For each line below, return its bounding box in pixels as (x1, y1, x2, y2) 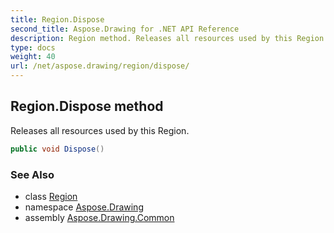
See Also (10, 167, 55, 181)
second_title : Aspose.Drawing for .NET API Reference (10, 24, 240, 34)
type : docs (10, 42, 56, 53)
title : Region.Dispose (10, 14, 105, 25)
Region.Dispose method (10, 98, 164, 115)
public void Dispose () (10, 144, 105, 154)
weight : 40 (10, 52, 56, 62)
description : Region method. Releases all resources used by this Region (10, 33, 325, 43)
